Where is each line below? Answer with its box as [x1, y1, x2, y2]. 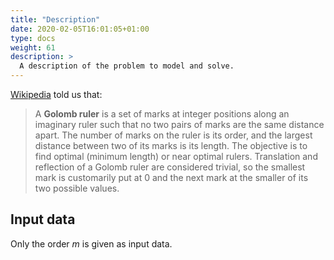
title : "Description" [10, 14, 101, 25]
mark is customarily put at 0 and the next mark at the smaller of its [34, 172, 309, 183]
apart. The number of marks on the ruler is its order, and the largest [34, 129, 313, 141]
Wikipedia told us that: [10, 89, 103, 100]
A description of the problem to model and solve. [19, 61, 235, 71]
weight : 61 [10, 42, 56, 53]
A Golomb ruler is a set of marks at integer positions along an [34, 108, 290, 120]
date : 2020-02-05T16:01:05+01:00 [10, 24, 150, 34]
